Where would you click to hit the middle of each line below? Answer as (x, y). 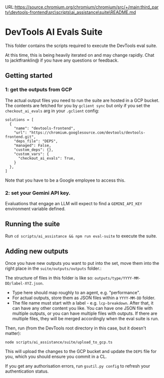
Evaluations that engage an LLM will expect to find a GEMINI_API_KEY (74, 203)
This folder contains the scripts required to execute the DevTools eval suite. (81, 46)
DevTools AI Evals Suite (54, 32)
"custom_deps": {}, (34, 150)
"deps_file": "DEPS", (36, 141)
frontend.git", (21, 137)
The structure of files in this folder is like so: (49, 278)
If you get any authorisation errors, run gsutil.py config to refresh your (78, 366)
